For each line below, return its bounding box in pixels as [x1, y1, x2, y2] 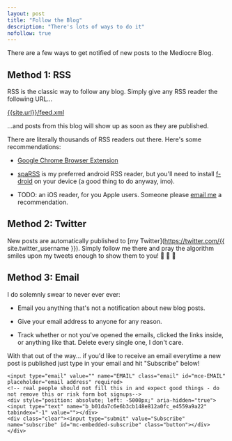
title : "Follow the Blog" [7, 17, 82, 24]
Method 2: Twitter [7, 218, 87, 230]
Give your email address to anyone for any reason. [17, 317, 162, 325]
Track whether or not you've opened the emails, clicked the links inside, [17, 330, 224, 339]
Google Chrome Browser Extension [17, 156, 118, 164]
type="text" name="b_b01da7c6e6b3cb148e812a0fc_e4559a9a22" [29, 403, 208, 410]
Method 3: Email [7, 272, 80, 284]
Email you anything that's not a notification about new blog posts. [17, 304, 206, 312]
